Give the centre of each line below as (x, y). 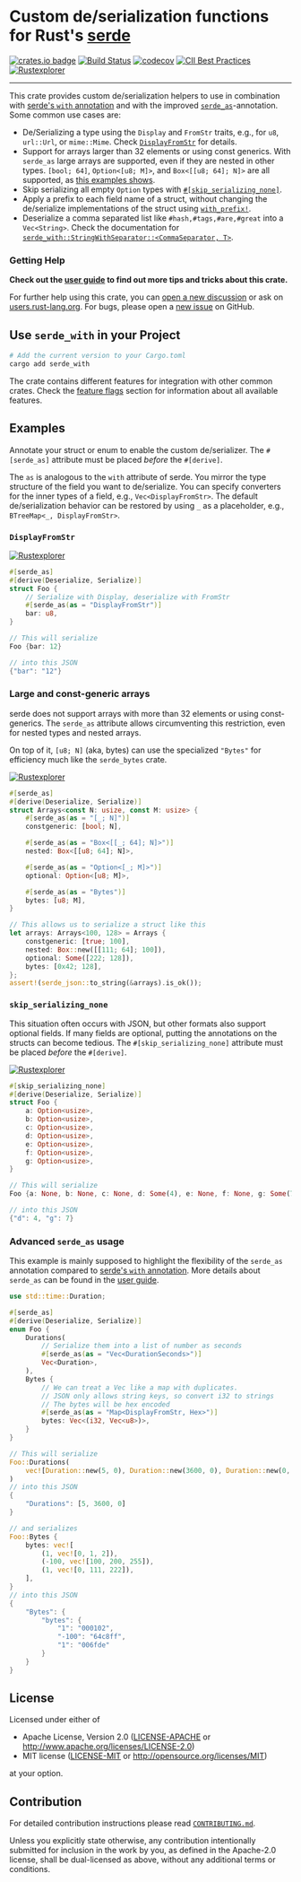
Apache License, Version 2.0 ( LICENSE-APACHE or (116, 1737)
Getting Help (37, 260)
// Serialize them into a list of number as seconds (142, 1346)
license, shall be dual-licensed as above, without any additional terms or (142, 1860)
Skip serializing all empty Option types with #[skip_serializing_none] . (152, 189)
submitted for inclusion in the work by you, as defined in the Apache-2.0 (142, 1851)
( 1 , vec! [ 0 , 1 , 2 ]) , (80, 1554)
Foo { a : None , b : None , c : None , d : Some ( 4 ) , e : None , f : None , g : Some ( (150, 1194)
